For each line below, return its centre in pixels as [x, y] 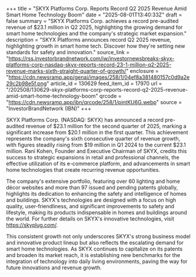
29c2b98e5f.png [26, 84]
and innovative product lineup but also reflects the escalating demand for [95, 243]
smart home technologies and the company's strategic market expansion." [97, 34]
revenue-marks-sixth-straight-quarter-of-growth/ [66, 71]
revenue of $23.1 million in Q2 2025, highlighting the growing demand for [94, 27]
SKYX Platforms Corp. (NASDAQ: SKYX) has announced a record [85, 120]
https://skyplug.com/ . [32, 225]
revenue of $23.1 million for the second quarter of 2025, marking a [106, 126]
